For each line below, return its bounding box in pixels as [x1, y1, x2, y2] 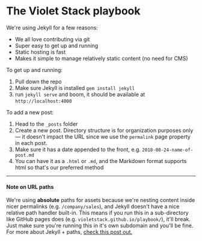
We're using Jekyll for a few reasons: [6, 24, 98, 31]
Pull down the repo [14, 78, 62, 85]
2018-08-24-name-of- [142, 147, 194, 153]
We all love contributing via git [14, 35, 90, 43]
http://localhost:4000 [14, 98, 72, 104]
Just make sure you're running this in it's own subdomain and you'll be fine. [6, 222, 194, 229]
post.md [14, 152, 34, 158]
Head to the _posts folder [14, 120, 78, 127]
